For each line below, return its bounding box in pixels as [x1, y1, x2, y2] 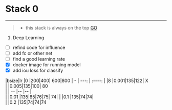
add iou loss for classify [12, 67, 63, 74]
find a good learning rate [12, 56, 66, 62]
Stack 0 [5, 3, 39, 15]
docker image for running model [12, 62, 81, 68]
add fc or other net [12, 50, 53, 56]
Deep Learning [12, 34, 45, 41]
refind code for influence [12, 44, 66, 50]
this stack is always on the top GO [25, 24, 98, 31]
